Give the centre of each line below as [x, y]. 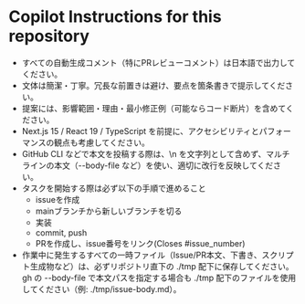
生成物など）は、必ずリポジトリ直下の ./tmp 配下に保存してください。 [162, 266]
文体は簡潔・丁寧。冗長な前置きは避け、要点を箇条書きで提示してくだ [153, 85]
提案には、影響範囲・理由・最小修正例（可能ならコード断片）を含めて [154, 108]
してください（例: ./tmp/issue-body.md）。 [101, 288]
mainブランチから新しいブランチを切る [109, 211]
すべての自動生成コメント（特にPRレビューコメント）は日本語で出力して [158, 62]
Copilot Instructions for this [115, 17]
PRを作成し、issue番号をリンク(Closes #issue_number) [140, 243]
